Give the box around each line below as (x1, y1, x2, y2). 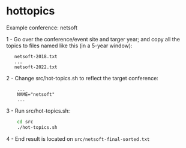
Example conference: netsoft (6, 24, 78, 31)
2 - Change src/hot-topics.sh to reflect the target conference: (6, 74, 159, 81)
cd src (17, 119, 34, 125)
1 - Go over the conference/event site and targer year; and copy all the (6, 35, 180, 43)
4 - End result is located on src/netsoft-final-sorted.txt (6, 135, 150, 142)
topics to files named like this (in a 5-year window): (6, 42, 133, 49)
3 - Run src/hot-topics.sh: (6, 107, 70, 114)
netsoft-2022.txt (14, 64, 58, 70)
